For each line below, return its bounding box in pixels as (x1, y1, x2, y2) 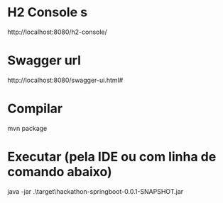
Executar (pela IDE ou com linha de (7, 149, 217, 165)
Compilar (7, 100, 62, 117)
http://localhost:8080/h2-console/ (7, 28, 108, 36)
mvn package (7, 124, 48, 132)
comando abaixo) (7, 164, 112, 180)
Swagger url (7, 52, 82, 69)
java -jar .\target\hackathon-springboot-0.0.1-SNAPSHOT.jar (7, 187, 184, 195)
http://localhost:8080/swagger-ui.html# (7, 76, 124, 84)
